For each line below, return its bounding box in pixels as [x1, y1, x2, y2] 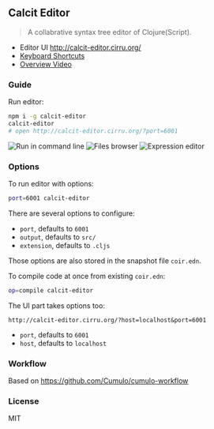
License [8, 396, 39, 406]
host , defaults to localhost [19, 338, 107, 348]
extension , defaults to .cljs [19, 240, 111, 250]
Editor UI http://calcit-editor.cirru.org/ [19, 43, 141, 52]
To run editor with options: [8, 179, 94, 189]
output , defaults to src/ [19, 232, 96, 242]
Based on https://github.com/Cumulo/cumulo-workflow [8, 376, 189, 386]
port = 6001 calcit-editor [8, 194, 90, 202]
